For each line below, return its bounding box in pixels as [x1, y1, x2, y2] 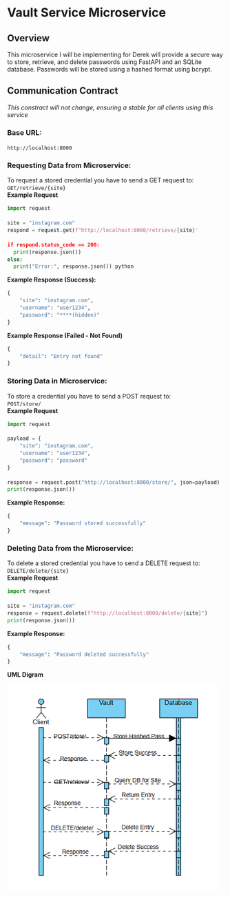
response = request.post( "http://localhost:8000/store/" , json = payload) [7, 478, 220, 486]
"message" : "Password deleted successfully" [19, 651, 149, 658]
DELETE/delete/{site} [7, 568, 70, 575]
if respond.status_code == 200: [7, 241, 100, 249]
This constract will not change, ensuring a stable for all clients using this [7, 103, 213, 112]
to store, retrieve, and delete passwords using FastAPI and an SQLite [7, 58, 202, 66]
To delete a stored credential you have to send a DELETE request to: [7, 559, 201, 567]
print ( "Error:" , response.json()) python [13, 263, 134, 270]
